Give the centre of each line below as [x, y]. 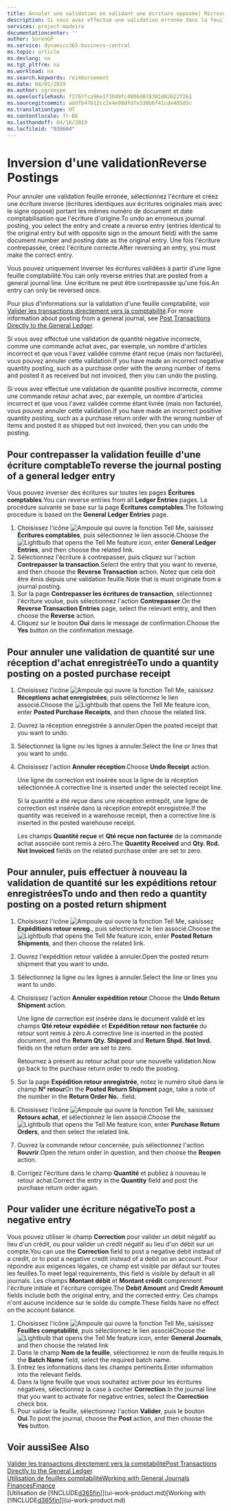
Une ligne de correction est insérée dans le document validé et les [111, 1018]
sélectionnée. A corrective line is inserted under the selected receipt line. [120, 787]
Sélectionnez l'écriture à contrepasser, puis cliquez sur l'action [106, 557]
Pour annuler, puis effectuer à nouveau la [97, 872]
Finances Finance [31, 1486]
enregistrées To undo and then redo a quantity [107, 894]
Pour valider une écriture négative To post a [101, 1209]
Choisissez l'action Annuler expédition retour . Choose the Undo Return [118, 998]
